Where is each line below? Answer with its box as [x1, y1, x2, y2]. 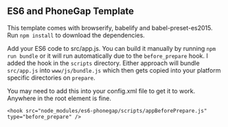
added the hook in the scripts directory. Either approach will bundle [7, 58, 201, 67]
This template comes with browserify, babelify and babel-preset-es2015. [7, 23, 213, 32]
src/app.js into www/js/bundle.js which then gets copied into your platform [7, 66, 221, 74]
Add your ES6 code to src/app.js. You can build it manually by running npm [7, 44, 216, 52]
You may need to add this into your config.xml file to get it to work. [7, 86, 196, 95]
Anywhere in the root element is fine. [7, 94, 112, 102]
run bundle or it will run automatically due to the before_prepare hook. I [7, 51, 208, 60]
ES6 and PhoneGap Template [7, 5, 135, 17]
